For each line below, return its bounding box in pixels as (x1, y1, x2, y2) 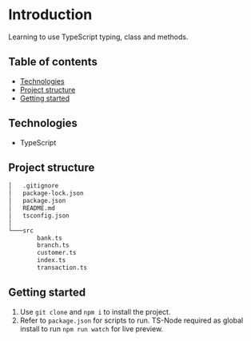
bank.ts (37, 234, 62, 242)
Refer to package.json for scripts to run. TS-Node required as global (19, 315, 244, 325)
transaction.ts (37, 264, 88, 272)
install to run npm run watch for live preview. (19, 323, 164, 333)
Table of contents (8, 55, 98, 69)
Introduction (8, 6, 93, 24)
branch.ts (37, 241, 70, 249)
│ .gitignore (8, 182, 59, 190)
